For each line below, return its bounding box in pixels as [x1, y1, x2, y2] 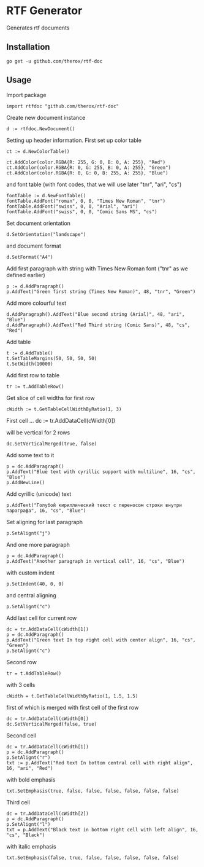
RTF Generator [6, 4, 83, 18]
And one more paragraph [6, 541, 70, 548]
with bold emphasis [6, 775, 56, 783]
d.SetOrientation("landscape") [6, 231, 86, 237]
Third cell [6, 798, 31, 806]
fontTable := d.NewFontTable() [6, 192, 86, 198]
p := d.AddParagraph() [6, 283, 64, 289]
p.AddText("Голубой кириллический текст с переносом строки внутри [6, 502, 183, 508]
